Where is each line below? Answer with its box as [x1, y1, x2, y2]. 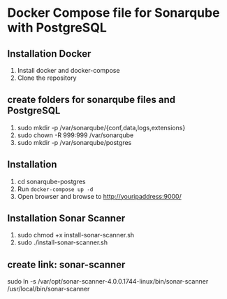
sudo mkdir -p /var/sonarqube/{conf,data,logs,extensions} [17, 123, 186, 132]
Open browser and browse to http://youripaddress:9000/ [17, 192, 182, 200]
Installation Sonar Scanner [7, 212, 126, 225]
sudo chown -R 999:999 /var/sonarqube [17, 131, 134, 139]
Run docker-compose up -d [17, 184, 94, 193]
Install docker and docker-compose [17, 67, 120, 74]
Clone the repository [17, 74, 77, 82]
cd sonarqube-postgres [17, 177, 86, 186]
